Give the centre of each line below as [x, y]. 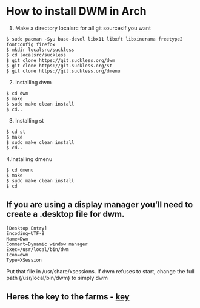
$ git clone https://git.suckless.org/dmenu [63, 71]
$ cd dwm [17, 93]
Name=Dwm [17, 239]
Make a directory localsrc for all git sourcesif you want [83, 28]
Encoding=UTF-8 [25, 233]
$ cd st [16, 132]
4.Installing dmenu [29, 159]
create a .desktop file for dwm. [65, 214]
